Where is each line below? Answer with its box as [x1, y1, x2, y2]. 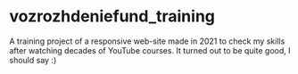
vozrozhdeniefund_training [9, 6, 216, 27]
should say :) [9, 54, 57, 65]
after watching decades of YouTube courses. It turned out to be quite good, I [9, 45, 291, 55]
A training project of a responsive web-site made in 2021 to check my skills [9, 36, 286, 46]
